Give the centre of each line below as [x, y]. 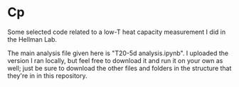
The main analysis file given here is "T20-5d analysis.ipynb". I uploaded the [118, 53]
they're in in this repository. [47, 76]
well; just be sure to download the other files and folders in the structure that [119, 68]
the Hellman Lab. [32, 39]
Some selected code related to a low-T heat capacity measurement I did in [117, 32]
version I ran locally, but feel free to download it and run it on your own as [115, 60]
